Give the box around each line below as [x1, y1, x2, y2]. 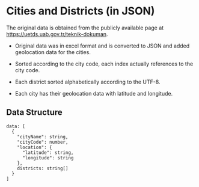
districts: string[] [17, 165, 69, 171]
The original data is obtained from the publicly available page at [6, 24, 164, 31]
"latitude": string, [22, 149, 74, 156]
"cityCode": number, [17, 139, 69, 145]
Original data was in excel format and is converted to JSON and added [14, 42, 190, 49]
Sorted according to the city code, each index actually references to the [14, 60, 194, 67]
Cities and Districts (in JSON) [6, 4, 155, 18]
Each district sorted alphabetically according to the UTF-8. [14, 78, 161, 85]
